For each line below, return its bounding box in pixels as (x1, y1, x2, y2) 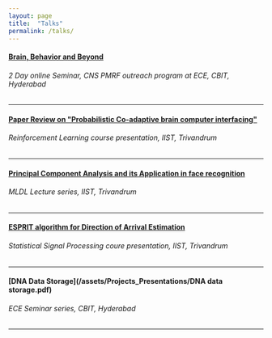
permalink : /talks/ (8, 27, 74, 35)
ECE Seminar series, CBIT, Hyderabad (8, 303, 136, 313)
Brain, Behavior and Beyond (8, 52, 104, 61)
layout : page (8, 11, 53, 20)
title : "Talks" (8, 19, 63, 27)
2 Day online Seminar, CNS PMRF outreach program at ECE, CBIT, (8, 70, 230, 80)
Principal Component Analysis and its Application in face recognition (8, 168, 245, 178)
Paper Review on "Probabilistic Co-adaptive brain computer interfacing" (8, 114, 257, 124)
